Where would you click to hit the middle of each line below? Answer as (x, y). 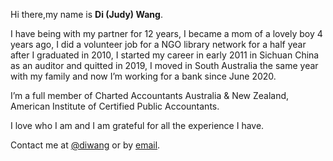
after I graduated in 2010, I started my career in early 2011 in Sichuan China (165, 55)
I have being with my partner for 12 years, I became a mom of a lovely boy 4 (166, 33)
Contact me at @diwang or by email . (85, 145)
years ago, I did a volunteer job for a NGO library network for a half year (158, 44)
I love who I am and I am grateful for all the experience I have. (137, 125)
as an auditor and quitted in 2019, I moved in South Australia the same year (164, 65)
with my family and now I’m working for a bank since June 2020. (143, 76)
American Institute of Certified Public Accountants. (115, 106)
